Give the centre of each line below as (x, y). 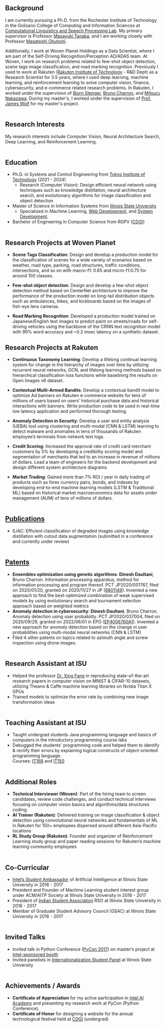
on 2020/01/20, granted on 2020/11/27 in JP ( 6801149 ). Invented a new (85, 590)
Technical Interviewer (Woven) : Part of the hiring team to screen (79, 794)
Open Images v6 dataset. (38, 381)
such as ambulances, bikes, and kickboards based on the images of (82, 301)
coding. (20, 810)
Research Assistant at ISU (46, 664)
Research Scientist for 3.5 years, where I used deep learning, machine (77, 77)
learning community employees (44, 847)
